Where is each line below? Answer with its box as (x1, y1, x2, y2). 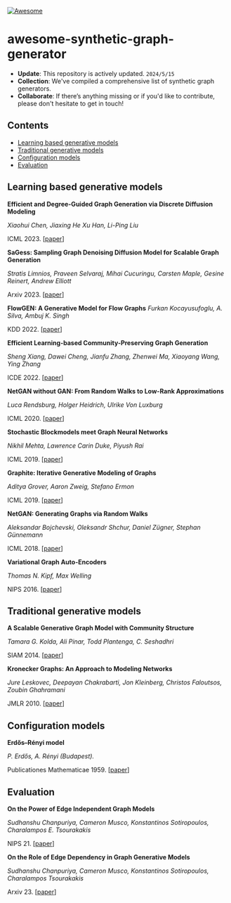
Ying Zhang (7, 359, 41, 368)
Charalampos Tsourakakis (7, 874, 84, 882)
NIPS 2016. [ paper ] (7, 585, 62, 593)
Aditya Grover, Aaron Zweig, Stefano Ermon (7, 482, 135, 491)
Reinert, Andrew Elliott (7, 276, 72, 285)
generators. (17, 84, 51, 93)
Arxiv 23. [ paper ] (7, 888, 57, 896)
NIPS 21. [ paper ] (7, 840, 55, 847)
